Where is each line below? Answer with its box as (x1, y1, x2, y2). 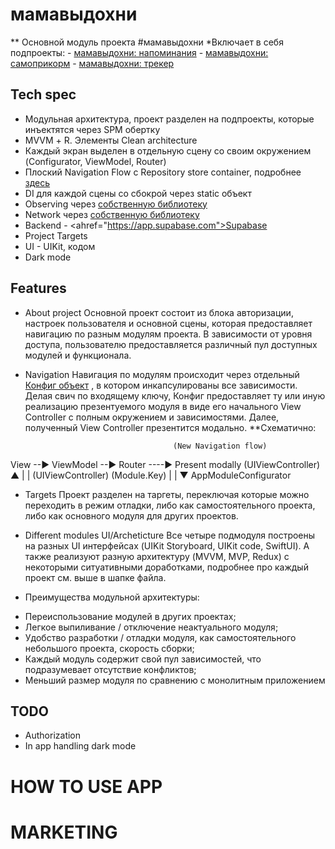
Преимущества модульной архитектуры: (24, 591, 200, 603)
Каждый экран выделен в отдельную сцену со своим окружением (24, 144, 312, 157)
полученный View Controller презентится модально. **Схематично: (24, 421, 317, 433)
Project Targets (24, 229, 88, 242)
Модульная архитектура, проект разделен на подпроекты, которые (24, 113, 315, 125)
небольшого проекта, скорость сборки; (24, 642, 195, 654)
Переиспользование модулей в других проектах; (24, 610, 237, 622)
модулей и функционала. (24, 349, 132, 361)
